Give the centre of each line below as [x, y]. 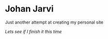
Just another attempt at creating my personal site [54, 22]
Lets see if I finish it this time [33, 31]
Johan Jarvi [30, 9]
